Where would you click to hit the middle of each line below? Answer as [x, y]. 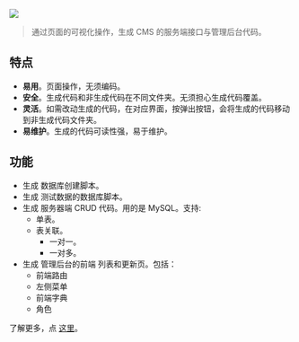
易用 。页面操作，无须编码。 [74, 86]
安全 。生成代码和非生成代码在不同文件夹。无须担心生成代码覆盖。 [144, 97]
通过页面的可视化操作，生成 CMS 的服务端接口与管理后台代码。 [149, 32]
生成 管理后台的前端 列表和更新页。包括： [99, 264]
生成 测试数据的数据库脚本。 [75, 197]
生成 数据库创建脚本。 [63, 185]
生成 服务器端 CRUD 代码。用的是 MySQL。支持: [112, 207]
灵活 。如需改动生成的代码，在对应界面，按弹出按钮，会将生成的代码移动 [156, 109]
